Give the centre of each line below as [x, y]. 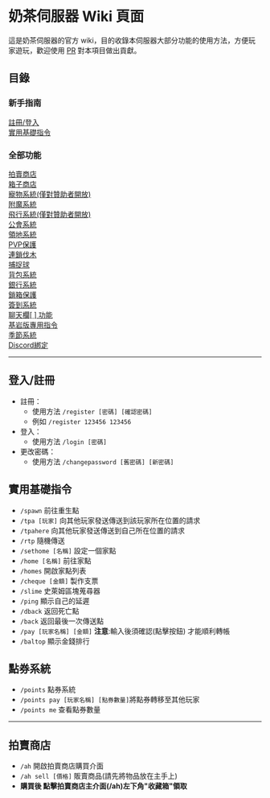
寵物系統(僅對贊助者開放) [50, 194]
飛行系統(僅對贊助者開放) [50, 214]
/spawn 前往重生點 [49, 510]
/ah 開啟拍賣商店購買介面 [62, 766]
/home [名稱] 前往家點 [55, 561]
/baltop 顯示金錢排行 [55, 641]
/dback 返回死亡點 [49, 611]
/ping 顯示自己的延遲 [55, 601]
